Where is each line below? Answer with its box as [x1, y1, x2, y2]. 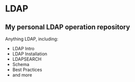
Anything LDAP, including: [5, 36, 59, 42]
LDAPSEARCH [12, 56, 42, 62]
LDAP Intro [12, 46, 35, 51]
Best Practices [12, 67, 42, 73]
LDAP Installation [12, 51, 48, 57]
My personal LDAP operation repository [5, 23, 131, 31]
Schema [12, 62, 30, 67]
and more [12, 72, 32, 78]
